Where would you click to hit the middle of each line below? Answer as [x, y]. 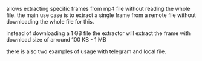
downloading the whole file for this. [50, 21]
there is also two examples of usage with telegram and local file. [86, 51]
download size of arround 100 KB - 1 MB [57, 40]
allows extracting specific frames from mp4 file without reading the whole [98, 9]
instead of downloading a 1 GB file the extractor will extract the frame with [99, 33]
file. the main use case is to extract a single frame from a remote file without [101, 15]
